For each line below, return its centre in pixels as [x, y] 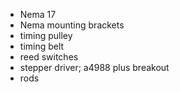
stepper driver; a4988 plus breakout [94, 67]
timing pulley [46, 35]
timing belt [42, 46]
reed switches [49, 57]
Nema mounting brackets [72, 25]
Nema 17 [38, 14]
